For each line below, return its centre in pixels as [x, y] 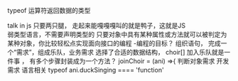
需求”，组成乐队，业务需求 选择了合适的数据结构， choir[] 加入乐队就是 [120, 52]
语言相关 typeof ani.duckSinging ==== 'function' [93, 70]
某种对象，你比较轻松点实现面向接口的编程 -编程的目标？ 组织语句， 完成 [114, 43]
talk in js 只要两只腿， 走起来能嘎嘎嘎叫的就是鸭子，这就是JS [97, 26]
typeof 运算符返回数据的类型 [49, 10]
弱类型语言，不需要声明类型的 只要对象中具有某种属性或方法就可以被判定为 [117, 34]
